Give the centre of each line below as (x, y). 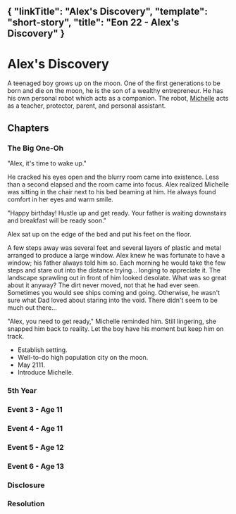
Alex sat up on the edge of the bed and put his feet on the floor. (99, 234)
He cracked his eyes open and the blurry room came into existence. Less (113, 177)
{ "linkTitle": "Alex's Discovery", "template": (107, 12)
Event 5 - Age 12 (36, 447)
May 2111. (31, 365)
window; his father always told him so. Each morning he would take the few (117, 263)
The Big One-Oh (36, 148)
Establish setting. (43, 350)
